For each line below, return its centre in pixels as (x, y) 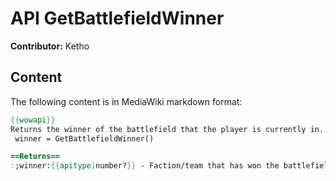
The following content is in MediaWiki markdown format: (126, 101)
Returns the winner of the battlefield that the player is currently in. (167, 129)
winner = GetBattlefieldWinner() (84, 138)
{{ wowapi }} (33, 120)
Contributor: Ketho (50, 46)
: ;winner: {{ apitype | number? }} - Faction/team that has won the (145, 166)
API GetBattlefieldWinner (117, 18)
